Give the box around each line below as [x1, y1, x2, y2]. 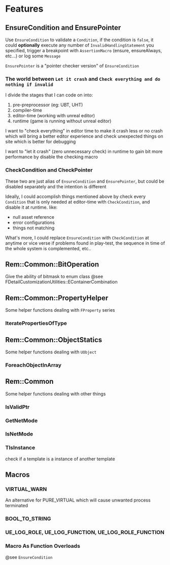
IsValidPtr [5, 403, 30, 410]
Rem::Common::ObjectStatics [5, 336, 103, 344]
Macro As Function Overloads [5, 543, 80, 550]
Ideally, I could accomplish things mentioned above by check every [5, 193, 146, 200]
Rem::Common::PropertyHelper [5, 293, 109, 302]
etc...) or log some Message [5, 53, 61, 59]
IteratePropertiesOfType [5, 320, 67, 327]
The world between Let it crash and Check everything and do [5, 75, 161, 82]
